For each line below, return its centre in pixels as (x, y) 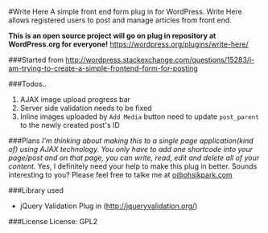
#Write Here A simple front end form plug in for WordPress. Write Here (126, 12)
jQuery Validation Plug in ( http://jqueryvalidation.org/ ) (109, 206)
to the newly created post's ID (70, 125)
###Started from (36, 60)
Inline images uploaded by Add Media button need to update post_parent (139, 117)
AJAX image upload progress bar (75, 99)
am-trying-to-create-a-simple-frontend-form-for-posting (103, 68)
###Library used (36, 190)
